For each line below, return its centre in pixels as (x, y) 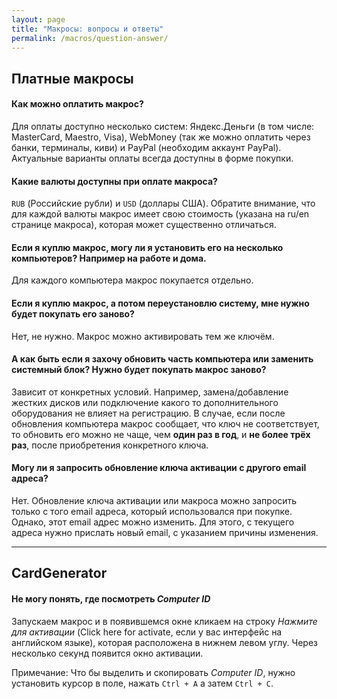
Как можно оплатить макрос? (77, 104)
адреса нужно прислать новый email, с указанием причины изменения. (165, 532)
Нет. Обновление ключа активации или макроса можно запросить (154, 500)
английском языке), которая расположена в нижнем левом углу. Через (165, 642)
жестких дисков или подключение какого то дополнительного (145, 402)
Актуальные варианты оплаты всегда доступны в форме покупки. (152, 158)
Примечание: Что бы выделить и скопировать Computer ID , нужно (153, 672)
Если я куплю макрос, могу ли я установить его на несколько (147, 247)
